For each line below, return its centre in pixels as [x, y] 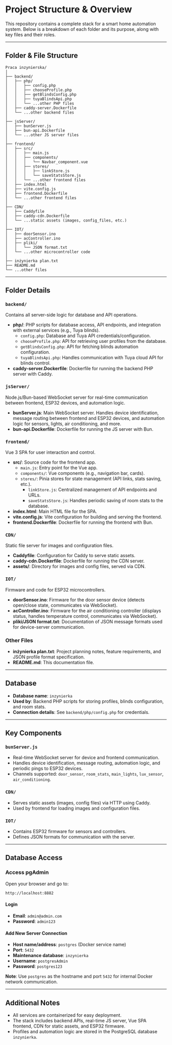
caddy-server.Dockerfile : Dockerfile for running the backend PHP [83, 369]
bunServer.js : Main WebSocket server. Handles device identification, [86, 413]
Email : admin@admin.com [37, 915]
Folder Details [28, 291]
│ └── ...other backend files [40, 112]
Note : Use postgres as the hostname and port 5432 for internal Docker [79, 976]
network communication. [31, 982]
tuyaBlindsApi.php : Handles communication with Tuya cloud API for [92, 358]
